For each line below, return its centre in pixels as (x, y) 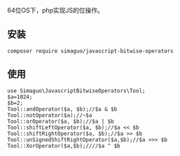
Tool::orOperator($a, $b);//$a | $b (61, 121)
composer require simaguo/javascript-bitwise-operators (90, 51)
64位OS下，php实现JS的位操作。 (55, 10)
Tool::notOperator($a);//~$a (50, 115)
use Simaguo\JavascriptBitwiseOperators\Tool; (76, 91)
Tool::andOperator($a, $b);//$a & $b (62, 109)
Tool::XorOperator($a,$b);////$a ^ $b (64, 146)
